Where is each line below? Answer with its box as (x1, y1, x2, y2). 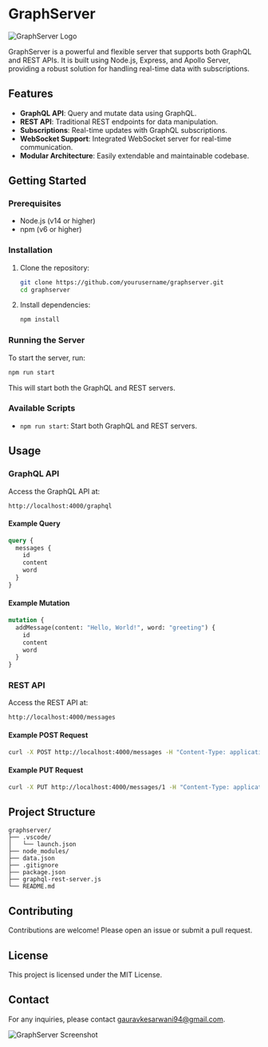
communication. (19, 142, 73, 152)
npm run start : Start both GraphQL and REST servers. (19, 421, 198, 431)
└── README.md (8, 882, 56, 891)
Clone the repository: (19, 263, 90, 272)
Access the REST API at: (8, 698, 89, 708)
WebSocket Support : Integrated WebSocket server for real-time (19, 134, 232, 143)
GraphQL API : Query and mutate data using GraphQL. (19, 108, 197, 118)
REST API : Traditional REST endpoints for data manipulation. (19, 117, 219, 126)
